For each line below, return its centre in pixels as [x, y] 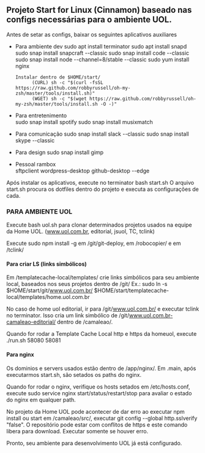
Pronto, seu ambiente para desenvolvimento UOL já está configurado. [94, 443]
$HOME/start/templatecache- [132, 290]
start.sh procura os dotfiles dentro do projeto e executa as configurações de [102, 189]
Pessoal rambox [35, 164]
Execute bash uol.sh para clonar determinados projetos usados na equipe [99, 225]
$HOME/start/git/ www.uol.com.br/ [50, 290]
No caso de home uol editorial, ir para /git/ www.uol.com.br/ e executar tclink [103, 309]
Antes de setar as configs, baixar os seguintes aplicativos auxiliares [92, 34]
